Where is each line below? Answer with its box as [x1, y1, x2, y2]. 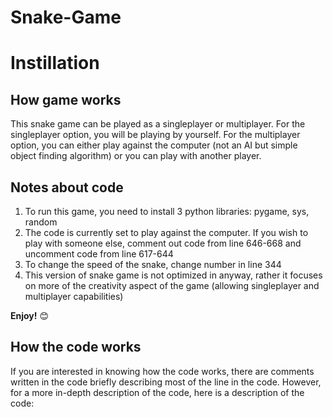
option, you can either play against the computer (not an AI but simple [10, 139, 298, 151]
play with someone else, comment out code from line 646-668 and [24, 237, 302, 249]
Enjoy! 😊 [10, 310, 50, 321]
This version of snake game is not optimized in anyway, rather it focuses [24, 269, 323, 281]
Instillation [10, 52, 100, 75]
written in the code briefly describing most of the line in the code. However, [10, 376, 322, 388]
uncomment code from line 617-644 [24, 248, 174, 260]
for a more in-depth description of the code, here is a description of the [10, 386, 305, 398]
